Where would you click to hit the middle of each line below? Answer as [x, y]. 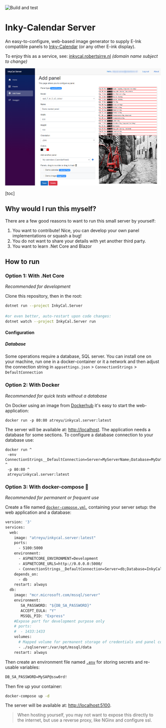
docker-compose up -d [27, 696]
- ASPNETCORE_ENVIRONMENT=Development [58, 559]
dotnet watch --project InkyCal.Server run [51, 321]
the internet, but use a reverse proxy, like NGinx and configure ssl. [84, 720]
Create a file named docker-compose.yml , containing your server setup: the [81, 507]
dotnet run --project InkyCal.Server [44, 306]
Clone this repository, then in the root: [44, 296]
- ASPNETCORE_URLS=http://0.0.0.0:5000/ [60, 564]
